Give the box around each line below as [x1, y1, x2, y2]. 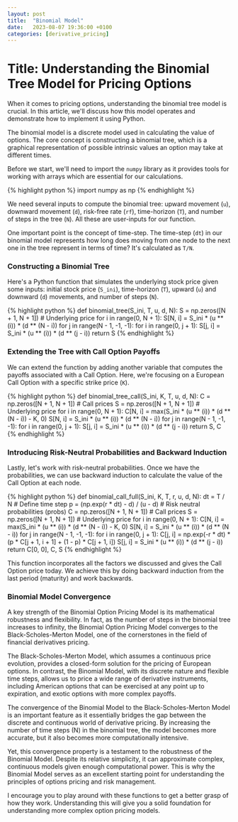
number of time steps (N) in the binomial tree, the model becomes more [7, 726, 217, 735]
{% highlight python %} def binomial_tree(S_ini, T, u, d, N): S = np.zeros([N [7, 306, 226, 315]
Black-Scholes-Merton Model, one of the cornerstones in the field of [7, 630, 208, 639]
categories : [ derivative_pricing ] [7, 30, 110, 38]
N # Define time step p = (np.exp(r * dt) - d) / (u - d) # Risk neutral [7, 500, 200, 509]
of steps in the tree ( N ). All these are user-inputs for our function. [7, 215, 196, 224]
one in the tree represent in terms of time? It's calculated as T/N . [7, 244, 195, 252]
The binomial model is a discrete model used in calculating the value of [7, 129, 215, 137]
